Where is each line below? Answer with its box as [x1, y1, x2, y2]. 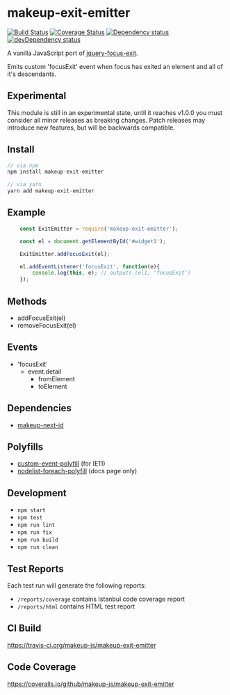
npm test [17, 514, 43, 521]
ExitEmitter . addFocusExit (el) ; [19, 250, 110, 257]
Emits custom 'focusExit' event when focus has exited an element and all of [7, 62, 224, 70]
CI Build [7, 623, 42, 634]
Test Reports [7, 563, 64, 574]
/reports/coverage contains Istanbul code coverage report [17, 595, 186, 603]
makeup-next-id [17, 420, 64, 429]
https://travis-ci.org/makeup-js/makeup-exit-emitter [7, 641, 156, 649]
